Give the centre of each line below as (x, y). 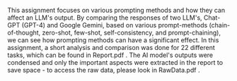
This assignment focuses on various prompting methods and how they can (116, 10)
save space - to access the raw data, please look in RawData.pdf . (104, 70)
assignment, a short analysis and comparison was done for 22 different (111, 48)
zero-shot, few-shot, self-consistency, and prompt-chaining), (132, 32)
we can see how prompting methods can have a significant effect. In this (113, 40)
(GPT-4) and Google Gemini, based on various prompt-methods (115, 25)
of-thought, (24, 32)
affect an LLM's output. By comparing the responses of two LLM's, (105, 18)
